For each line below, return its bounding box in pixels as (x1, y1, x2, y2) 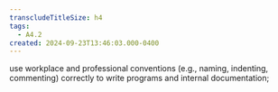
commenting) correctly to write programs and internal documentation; (9, 73, 270, 84)
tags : (9, 22, 30, 31)
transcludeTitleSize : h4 (9, 13, 103, 23)
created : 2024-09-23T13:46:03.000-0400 (9, 38, 160, 48)
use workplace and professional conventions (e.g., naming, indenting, (9, 63, 269, 74)
